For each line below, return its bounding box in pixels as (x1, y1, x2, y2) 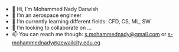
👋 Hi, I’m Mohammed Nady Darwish (11, 6, 99, 12)
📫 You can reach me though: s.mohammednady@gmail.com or (11, 31, 167, 37)
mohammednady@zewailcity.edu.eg (11, 39, 100, 46)
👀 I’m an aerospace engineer (11, 12, 82, 19)
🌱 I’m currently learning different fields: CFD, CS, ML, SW (11, 18, 151, 25)
